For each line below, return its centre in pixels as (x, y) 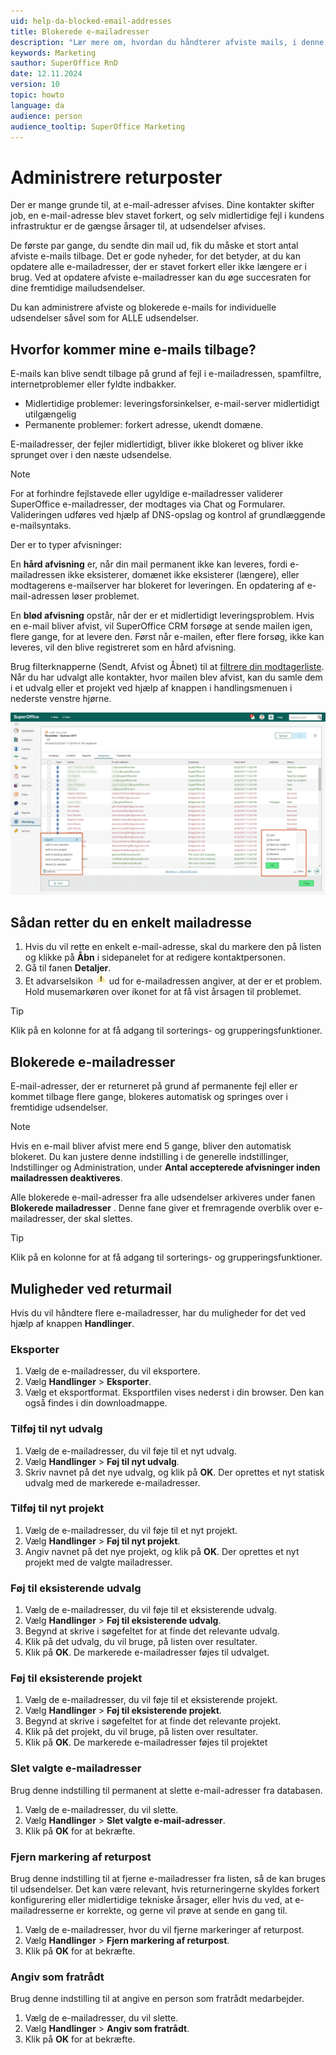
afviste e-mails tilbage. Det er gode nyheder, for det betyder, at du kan (155, 256)
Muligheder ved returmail (91, 1288)
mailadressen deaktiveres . (66, 1178)
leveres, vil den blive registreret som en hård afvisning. (123, 647)
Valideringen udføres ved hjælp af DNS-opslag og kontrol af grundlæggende (168, 515)
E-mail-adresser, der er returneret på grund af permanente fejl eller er (154, 1086)
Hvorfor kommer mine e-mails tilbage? (133, 349)
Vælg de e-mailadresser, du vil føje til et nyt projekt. (131, 1530)
